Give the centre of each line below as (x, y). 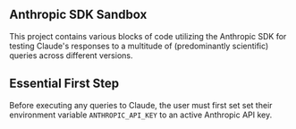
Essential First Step (64, 84)
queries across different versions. (71, 55)
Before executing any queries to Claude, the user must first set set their (141, 105)
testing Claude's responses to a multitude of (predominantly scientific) (139, 46)
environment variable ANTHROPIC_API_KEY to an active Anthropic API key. (141, 115)
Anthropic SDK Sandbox (78, 15)
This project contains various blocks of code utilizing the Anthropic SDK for (148, 36)
